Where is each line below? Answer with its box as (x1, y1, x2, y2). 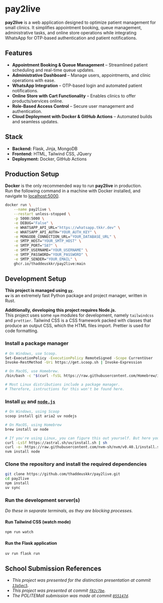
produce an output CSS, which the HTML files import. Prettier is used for (5, 323, 150, 329)
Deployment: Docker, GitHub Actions (12, 156, 87, 162)
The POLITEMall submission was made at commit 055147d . (12, 593, 130, 599)
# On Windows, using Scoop (5, 409, 60, 414)
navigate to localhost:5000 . (5, 193, 60, 199)
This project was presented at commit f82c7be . (12, 587, 106, 593)
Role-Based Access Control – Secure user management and (12, 103, 134, 109)
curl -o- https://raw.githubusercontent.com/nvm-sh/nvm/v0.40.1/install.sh (5, 445, 162, 450)
